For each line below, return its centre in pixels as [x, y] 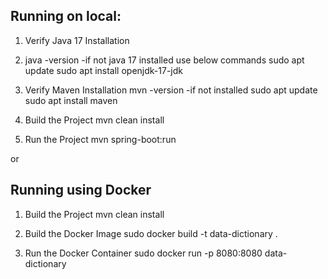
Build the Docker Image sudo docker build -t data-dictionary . [151, 233]
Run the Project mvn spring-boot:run [100, 139]
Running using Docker [81, 190]
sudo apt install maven [71, 100]
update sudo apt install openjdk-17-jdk [103, 70]
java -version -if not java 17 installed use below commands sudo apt [164, 60]
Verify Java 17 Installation [77, 40]
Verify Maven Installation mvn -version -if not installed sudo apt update [171, 90]
